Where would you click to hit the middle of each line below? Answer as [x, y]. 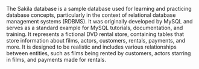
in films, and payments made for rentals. [56, 60]
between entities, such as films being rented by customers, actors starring [99, 53]
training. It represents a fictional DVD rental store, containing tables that [95, 34]
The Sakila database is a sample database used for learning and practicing [99, 9]
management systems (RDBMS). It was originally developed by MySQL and [99, 21]
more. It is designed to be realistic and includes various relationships [91, 47]
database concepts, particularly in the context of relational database [91, 15]
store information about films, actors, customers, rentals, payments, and [96, 40]
